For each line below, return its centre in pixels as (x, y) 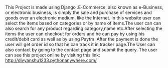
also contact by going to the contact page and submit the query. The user (81, 50)
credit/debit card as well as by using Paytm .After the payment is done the (82, 39)
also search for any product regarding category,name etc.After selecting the (84, 28)
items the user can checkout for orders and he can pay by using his (75, 34)
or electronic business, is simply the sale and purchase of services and (78, 12)
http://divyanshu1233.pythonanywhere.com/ (51, 60)
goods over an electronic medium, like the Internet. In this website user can (83, 18)
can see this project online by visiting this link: (53, 55)
